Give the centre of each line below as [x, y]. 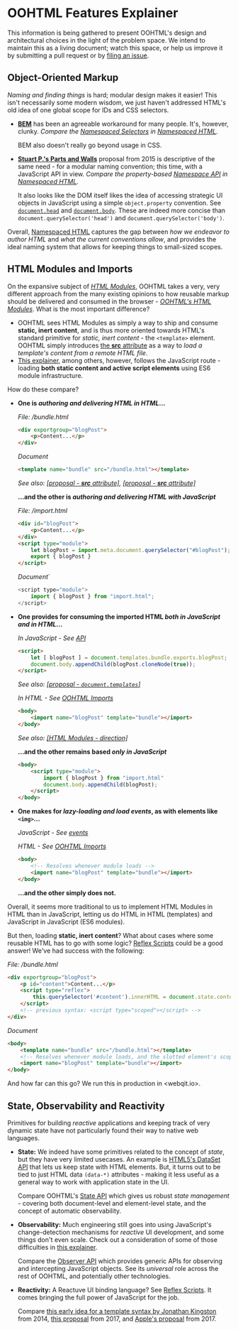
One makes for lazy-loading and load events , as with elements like [118, 811]
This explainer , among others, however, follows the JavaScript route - [119, 360]
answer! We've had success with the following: [76, 951]
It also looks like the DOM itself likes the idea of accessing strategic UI [120, 195]
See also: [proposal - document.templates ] [79, 684]
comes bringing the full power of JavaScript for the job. [98, 1297]
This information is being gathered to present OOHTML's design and [107, 33]
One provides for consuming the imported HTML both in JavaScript [119, 617]
